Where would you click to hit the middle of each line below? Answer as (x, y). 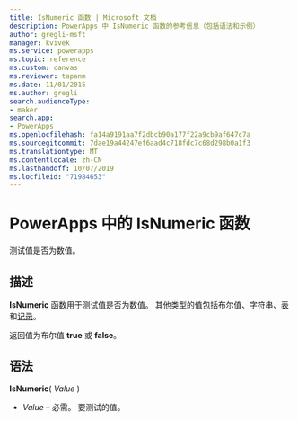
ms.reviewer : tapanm (48, 76)
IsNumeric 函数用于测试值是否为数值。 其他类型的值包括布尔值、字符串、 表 (149, 305)
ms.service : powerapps (52, 51)
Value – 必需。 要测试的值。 (74, 407)
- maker (24, 110)
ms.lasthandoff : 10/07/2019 (62, 168)
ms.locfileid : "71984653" (57, 176)
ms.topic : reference (48, 59)
